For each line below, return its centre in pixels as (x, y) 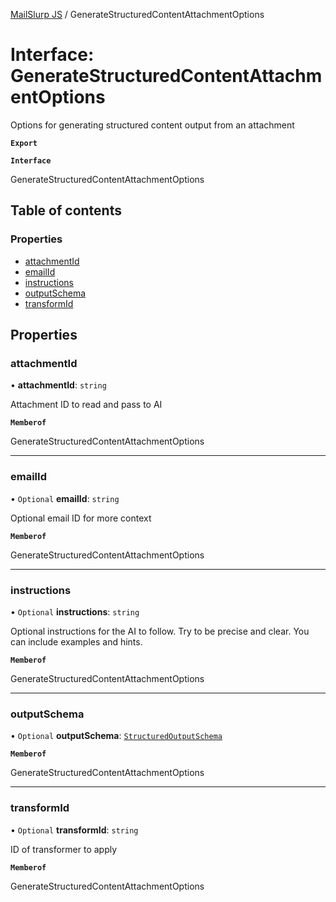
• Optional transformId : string (74, 830)
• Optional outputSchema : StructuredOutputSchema (116, 736)
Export (24, 143)
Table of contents (66, 210)
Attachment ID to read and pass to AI (86, 405)
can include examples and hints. (76, 641)
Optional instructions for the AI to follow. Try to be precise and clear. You (160, 631)
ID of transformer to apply (64, 849)
